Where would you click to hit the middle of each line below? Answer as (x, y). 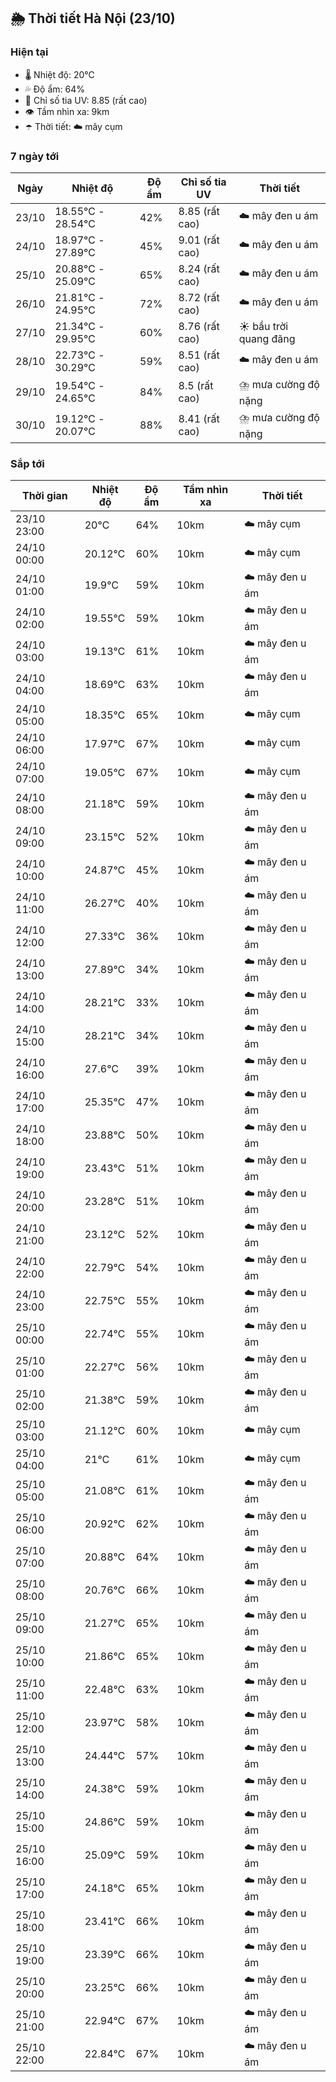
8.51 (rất (199, 355)
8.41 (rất (199, 419)
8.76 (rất (199, 326)
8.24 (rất (199, 268)
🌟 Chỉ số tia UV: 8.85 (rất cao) (86, 100)
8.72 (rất (199, 297)
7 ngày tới (35, 156)
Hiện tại (29, 52)
